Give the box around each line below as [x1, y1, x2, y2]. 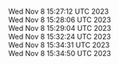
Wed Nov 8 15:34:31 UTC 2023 [8, 40, 110, 50]
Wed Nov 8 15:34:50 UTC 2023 [8, 49, 112, 58]
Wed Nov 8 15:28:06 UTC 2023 [8, 15, 112, 24]
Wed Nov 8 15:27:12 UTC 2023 [8, 7, 109, 16]
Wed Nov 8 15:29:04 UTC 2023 [8, 24, 112, 32]
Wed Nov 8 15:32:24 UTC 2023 [8, 32, 112, 41]
